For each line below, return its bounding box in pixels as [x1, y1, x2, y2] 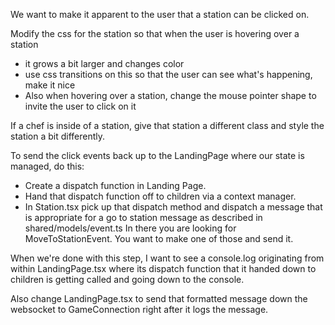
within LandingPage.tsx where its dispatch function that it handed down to [10, 263, 317, 274]
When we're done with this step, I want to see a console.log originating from [10, 252, 325, 264]
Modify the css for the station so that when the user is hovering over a [10, 28, 300, 39]
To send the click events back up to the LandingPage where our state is [10, 150, 305, 161]
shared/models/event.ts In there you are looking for [24, 222, 237, 234]
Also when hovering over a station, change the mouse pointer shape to [24, 90, 317, 101]
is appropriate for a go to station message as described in [24, 212, 263, 223]
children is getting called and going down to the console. [10, 274, 245, 285]
